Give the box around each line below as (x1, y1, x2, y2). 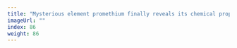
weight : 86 (7, 30, 39, 37)
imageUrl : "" (7, 17, 46, 24)
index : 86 (7, 23, 37, 30)
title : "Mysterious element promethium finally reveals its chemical (7, 10, 217, 18)
